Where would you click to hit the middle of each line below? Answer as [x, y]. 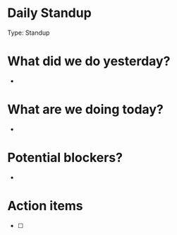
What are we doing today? [85, 109]
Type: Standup [29, 33]
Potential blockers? [65, 158]
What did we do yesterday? [89, 61]
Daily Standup [49, 13]
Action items [45, 206]
